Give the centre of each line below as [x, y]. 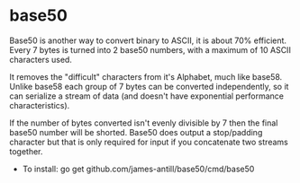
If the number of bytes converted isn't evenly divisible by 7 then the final [144, 123]
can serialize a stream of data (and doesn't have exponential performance [147, 96]
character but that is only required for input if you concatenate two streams [149, 142]
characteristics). [40, 105]
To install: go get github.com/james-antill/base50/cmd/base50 [138, 169]
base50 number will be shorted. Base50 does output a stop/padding [136, 132]
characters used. [41, 59]
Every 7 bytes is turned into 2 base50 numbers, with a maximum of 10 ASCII [150, 49]
